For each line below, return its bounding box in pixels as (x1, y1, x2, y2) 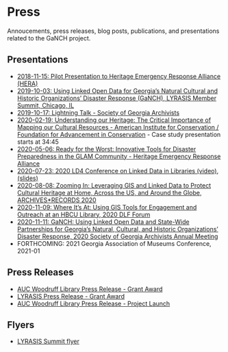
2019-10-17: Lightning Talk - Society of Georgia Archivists (16, 108, 180, 116)
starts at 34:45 (16, 138, 60, 146)
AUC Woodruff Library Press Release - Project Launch (16, 299, 170, 307)
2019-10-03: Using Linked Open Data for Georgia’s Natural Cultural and (16, 86, 218, 95)
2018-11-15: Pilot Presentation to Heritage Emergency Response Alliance (16, 72, 221, 80)
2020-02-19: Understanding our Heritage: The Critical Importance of (16, 116, 211, 124)
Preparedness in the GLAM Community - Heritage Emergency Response (16, 152, 221, 160)
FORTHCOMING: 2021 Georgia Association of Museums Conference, (16, 239, 212, 247)
